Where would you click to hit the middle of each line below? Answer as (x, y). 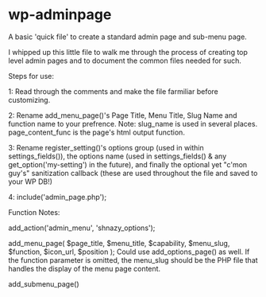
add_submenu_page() (44, 283)
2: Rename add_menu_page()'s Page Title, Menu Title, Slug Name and (123, 115)
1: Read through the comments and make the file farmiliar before (113, 91)
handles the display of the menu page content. (85, 268)
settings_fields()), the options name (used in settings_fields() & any (118, 156)
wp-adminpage (60, 15)
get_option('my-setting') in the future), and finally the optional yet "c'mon (128, 164)
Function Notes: (34, 212)
